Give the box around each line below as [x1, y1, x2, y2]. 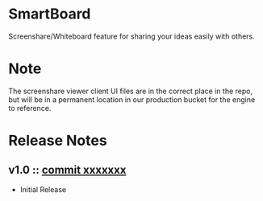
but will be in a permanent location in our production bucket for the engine [8, 94, 256, 105]
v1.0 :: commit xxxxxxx [8, 163, 127, 177]
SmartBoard [8, 5, 91, 23]
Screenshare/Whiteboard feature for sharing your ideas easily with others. [8, 31, 256, 41]
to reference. [8, 103, 52, 113]
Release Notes [8, 132, 107, 150]
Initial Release [19, 184, 67, 194]
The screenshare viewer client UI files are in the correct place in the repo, [8, 86, 253, 96]
